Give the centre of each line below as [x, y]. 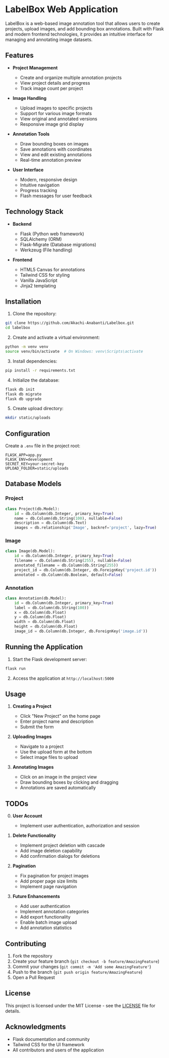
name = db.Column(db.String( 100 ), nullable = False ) [69, 518]
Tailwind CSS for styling [45, 275]
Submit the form [37, 727]
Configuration [28, 434]
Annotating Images [33, 767]
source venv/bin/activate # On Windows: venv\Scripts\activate [74, 351]
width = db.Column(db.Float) [45, 622]
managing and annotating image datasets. [49, 40]
